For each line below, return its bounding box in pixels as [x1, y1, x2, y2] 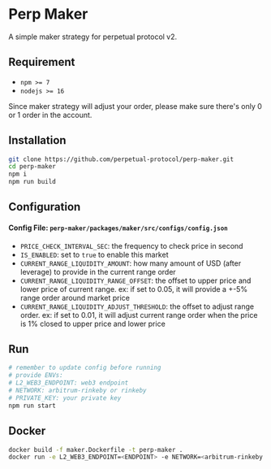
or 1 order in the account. [8, 110, 92, 119]
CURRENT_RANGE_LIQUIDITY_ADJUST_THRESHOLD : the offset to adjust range [19, 302, 254, 311]
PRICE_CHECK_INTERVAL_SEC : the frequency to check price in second [19, 241, 243, 250]
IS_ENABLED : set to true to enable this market [19, 250, 169, 259]
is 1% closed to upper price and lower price [19, 319, 166, 328]
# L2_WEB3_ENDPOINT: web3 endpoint [8, 379, 129, 387]
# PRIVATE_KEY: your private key [8, 393, 122, 402]
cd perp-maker [8, 163, 57, 171]
